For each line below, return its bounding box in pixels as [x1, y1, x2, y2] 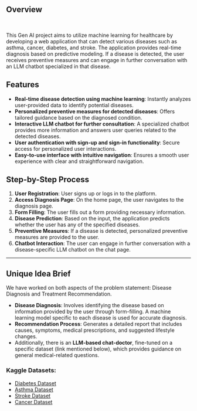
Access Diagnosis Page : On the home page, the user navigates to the [14, 196, 184, 203]
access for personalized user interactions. [14, 145, 117, 152]
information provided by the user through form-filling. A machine [14, 308, 171, 315]
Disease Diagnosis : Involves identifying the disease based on [14, 302, 164, 309]
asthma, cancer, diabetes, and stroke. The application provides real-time [6, 44, 182, 51]
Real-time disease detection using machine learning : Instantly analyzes [14, 95, 191, 102]
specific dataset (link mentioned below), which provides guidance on [14, 345, 182, 352]
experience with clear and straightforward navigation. [14, 158, 144, 165]
